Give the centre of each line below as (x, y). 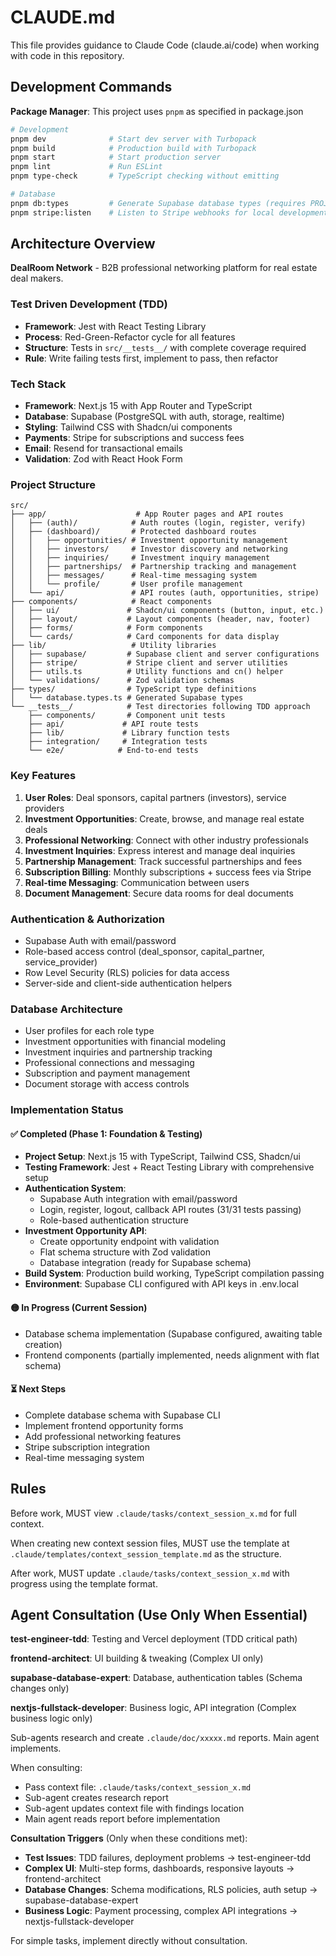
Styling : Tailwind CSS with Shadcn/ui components (128, 427)
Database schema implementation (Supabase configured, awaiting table (173, 1333)
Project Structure (53, 484)
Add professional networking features (103, 1436)
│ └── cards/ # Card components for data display (145, 637)
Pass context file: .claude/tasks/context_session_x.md (138, 1787)
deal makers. (37, 278)
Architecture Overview (83, 244)
